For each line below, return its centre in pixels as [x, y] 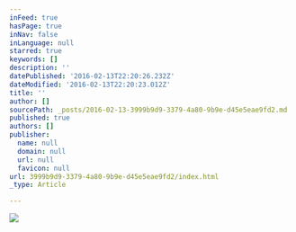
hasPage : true [36, 26]
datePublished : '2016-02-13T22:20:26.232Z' [92, 76]
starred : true [36, 51]
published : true [40, 118]
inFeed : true [34, 18]
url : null [36, 160]
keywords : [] [34, 59]
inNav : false [34, 34]
